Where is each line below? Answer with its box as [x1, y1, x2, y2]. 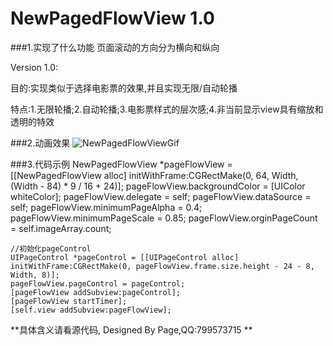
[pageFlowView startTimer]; [10, 296, 128, 306]
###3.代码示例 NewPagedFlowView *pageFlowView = [10, 158, 233, 170]
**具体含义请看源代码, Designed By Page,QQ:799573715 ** [10, 323, 253, 336]
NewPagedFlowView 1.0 [10, 7, 215, 30]
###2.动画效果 [10, 137, 71, 149]
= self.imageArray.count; [10, 222, 112, 234]
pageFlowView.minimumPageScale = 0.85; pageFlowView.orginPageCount [10, 212, 318, 224]
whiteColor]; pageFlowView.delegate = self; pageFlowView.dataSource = [10, 190, 312, 202]
